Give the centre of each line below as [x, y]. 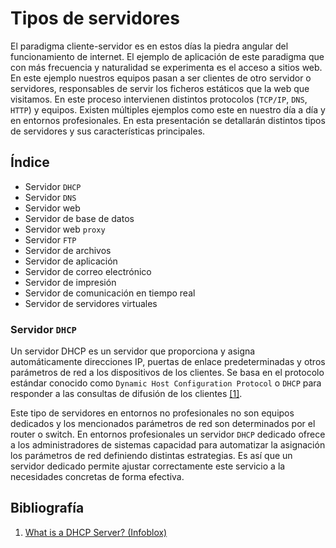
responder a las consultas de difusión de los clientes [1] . [126, 394]
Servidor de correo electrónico [88, 271]
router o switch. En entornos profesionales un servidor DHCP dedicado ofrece [168, 434]
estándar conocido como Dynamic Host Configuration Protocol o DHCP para [166, 383]
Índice [30, 162]
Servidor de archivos [68, 250]
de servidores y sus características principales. [108, 131]
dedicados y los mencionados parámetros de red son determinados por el [163, 424]
